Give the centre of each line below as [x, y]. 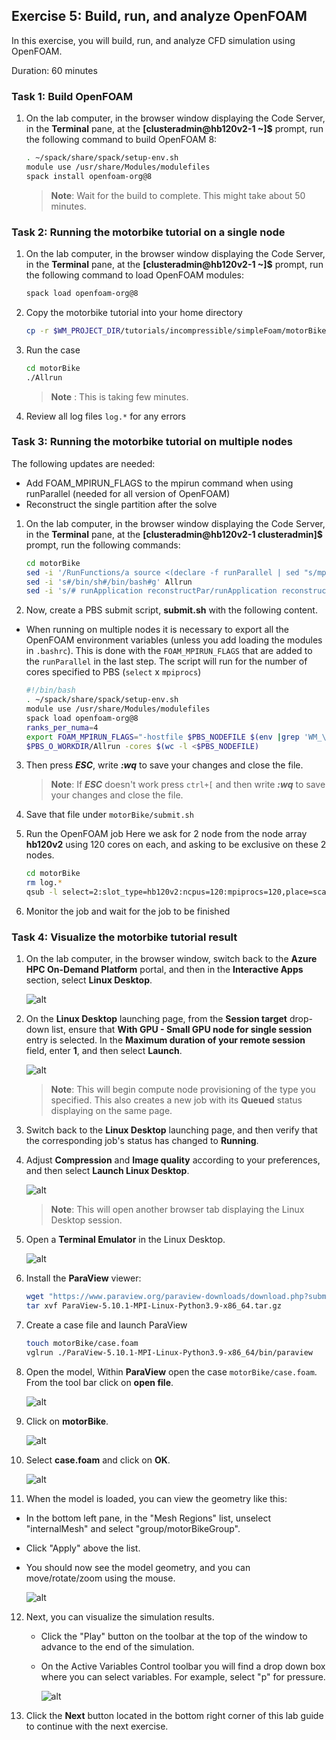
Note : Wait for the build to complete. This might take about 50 [178, 195]
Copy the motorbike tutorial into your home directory [134, 312]
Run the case [53, 350]
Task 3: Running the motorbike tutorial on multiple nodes [152, 442]
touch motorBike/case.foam [82, 1344]
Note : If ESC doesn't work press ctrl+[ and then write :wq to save [188, 785]
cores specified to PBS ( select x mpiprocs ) [113, 672]
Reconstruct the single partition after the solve [121, 504]
